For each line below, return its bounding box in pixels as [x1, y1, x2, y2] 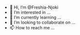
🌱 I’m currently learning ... [9, 15, 62, 20]
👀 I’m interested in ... [9, 9, 51, 15]
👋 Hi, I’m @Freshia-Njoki [9, 5, 59, 10]
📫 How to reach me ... [9, 25, 55, 30]
